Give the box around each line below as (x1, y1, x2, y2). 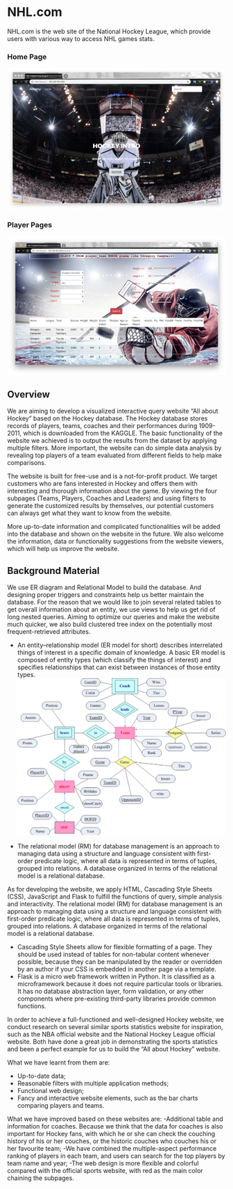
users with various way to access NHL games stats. (7, 34, 155, 42)
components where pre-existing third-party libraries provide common (17, 994, 216, 1003)
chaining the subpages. (7, 1174, 74, 1182)
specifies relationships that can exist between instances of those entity (17, 663, 221, 671)
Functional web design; (17, 1086, 85, 1094)
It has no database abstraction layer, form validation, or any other (17, 987, 204, 995)
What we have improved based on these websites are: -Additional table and (7, 1115, 223, 1123)
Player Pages (7, 220, 53, 230)
